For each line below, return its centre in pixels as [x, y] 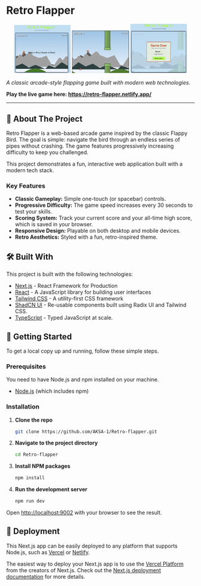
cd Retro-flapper [36, 455]
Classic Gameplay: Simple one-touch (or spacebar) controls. [90, 199]
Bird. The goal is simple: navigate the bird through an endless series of [93, 139]
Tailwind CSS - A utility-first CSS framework [69, 299]
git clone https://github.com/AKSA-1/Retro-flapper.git [86, 432]
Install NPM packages [42, 466]
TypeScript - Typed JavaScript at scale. [64, 318]
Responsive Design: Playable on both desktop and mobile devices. [98, 231]
